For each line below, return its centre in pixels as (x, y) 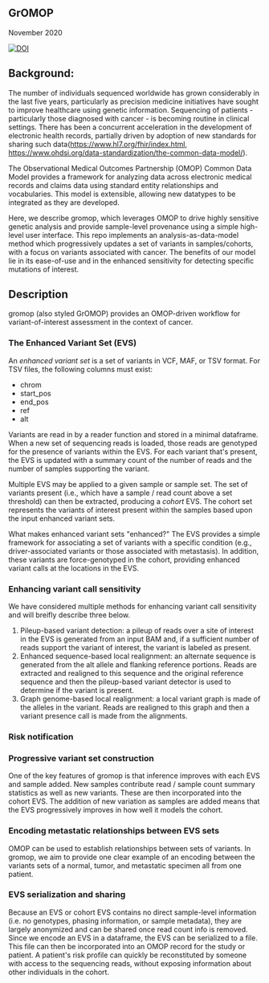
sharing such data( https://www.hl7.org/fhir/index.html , (98, 144)
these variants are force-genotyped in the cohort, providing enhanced (124, 559)
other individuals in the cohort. (59, 972)
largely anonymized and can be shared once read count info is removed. (128, 929)
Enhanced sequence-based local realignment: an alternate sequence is (138, 656)
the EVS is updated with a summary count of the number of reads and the (130, 460)
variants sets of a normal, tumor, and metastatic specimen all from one (125, 865)
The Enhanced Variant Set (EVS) (73, 343)
